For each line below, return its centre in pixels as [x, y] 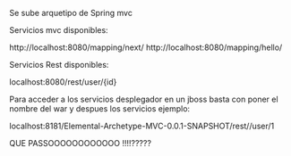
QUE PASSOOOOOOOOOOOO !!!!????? [81, 143]
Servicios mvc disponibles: [59, 30]
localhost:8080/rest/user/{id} [63, 82]
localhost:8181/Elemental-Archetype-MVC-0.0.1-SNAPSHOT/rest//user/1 [142, 126]
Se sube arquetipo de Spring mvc [71, 13]
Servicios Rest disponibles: [59, 65]
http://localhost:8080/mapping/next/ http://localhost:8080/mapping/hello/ [146, 47]
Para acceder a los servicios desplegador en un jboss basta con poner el [144, 99]
